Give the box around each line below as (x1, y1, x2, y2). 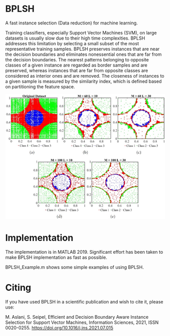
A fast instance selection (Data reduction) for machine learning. (5, 20, 138, 26)
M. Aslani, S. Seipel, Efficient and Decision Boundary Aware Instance (5, 314, 149, 320)
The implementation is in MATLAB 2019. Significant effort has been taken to (5, 249, 163, 255)
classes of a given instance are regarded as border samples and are (5, 62, 148, 68)
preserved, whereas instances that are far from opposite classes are (5, 67, 148, 74)
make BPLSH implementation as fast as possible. (5, 254, 108, 260)
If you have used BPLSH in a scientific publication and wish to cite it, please (5, 298, 163, 305)
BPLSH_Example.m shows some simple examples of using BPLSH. (5, 264, 144, 270)
